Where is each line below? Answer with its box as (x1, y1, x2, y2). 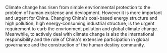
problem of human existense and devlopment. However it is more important (5, 10, 162, 16)
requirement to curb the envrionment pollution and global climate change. (5, 26, 158, 32)
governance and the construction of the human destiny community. (5, 42, 145, 47)
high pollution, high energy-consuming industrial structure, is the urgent (5, 20, 155, 26)
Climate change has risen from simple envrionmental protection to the (5, 5, 150, 10)
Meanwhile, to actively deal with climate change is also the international (5, 31, 155, 37)
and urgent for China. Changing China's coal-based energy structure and (5, 15, 157, 21)
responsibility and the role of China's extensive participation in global (5, 36, 149, 42)
